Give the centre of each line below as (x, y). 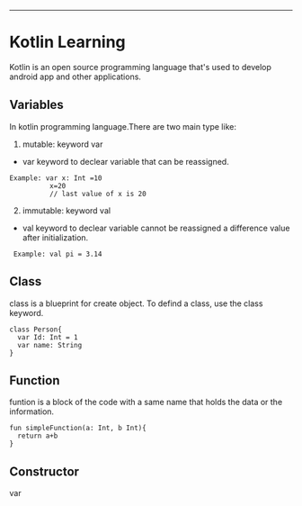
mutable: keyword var (62, 144)
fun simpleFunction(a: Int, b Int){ (78, 429)
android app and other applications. (75, 77)
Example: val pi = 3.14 (58, 254)
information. (32, 411)
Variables (37, 105)
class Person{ (36, 330)
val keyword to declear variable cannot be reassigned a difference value (156, 228)
